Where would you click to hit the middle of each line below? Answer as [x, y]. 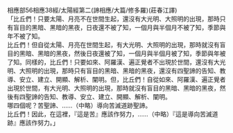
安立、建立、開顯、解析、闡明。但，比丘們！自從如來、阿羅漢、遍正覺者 [122, 79]
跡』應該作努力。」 [33, 123]
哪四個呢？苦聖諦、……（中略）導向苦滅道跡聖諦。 [79, 105]
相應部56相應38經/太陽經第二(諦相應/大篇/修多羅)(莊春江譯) [92, 10]
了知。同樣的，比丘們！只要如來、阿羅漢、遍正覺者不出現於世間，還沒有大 [113, 62]
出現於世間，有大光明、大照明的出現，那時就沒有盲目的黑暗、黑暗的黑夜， [113, 88]
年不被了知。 [25, 36]
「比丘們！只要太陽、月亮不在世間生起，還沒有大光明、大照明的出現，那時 [113, 19]
